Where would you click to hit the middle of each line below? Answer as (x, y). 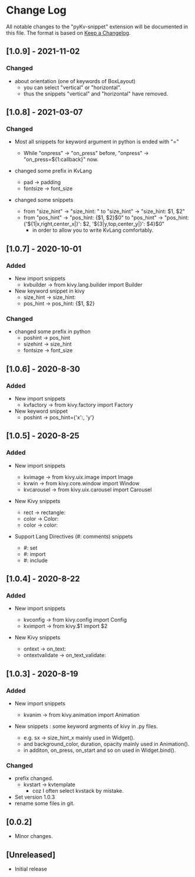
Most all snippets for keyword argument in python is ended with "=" (97, 142)
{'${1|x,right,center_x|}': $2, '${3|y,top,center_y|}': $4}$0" (94, 224)
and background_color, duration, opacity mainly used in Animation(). (106, 744)
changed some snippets (44, 200)
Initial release (31, 869)
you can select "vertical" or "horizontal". (72, 87)
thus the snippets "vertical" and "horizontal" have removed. (96, 93)
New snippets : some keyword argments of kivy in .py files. (86, 727)
